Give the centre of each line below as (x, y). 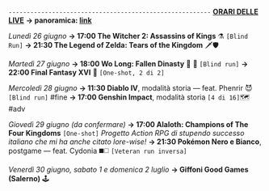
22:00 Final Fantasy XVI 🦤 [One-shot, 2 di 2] (86, 72)
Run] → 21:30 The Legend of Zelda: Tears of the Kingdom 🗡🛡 (114, 45)
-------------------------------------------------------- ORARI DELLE (133, 12)
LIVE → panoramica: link (50, 20)
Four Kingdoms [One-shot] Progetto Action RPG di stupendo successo (126, 133)
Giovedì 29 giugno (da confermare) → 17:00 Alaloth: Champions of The (128, 124)
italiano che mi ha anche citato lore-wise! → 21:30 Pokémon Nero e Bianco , (135, 142)
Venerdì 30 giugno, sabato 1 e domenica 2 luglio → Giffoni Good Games (128, 170)
